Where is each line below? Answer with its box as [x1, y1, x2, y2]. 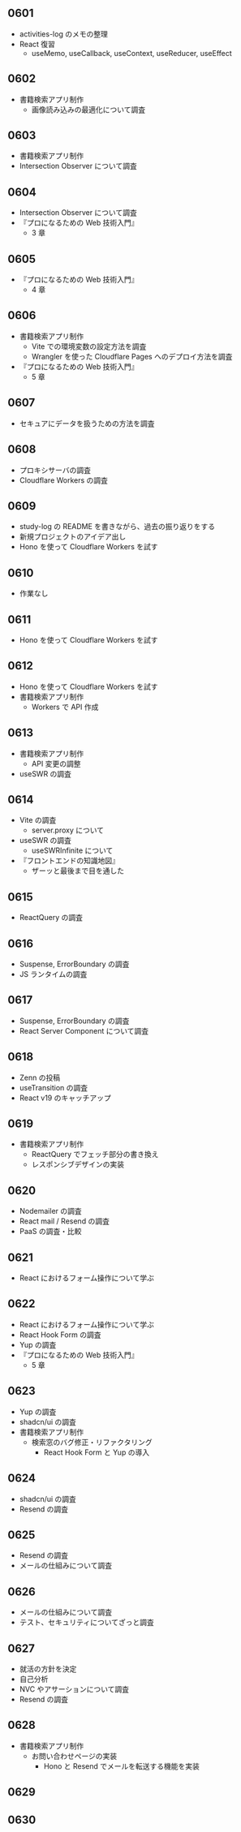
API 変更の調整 [31, 759, 81, 768]
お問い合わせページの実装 [31, 1751, 118, 1761]
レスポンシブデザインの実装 [31, 1159, 125, 1169]
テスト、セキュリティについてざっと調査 [19, 1618, 155, 1628]
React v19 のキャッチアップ [19, 1093, 111, 1103]
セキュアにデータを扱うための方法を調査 [19, 418, 155, 428]
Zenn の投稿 [19, 1073, 61, 1082]
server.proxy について [31, 825, 105, 835]
